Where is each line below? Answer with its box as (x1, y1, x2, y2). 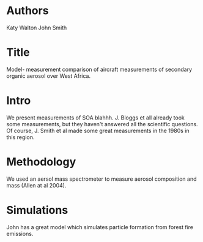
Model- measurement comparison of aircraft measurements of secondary (6, 66, 193, 73)
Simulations (6, 203, 68, 217)
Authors (6, 4, 49, 18)
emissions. (6, 230, 34, 237)
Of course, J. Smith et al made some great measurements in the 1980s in (6, 127, 190, 134)
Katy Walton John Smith (6, 24, 67, 31)
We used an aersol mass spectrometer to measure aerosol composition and (6, 175, 197, 183)
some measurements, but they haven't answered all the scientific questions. (6, 120, 198, 127)
